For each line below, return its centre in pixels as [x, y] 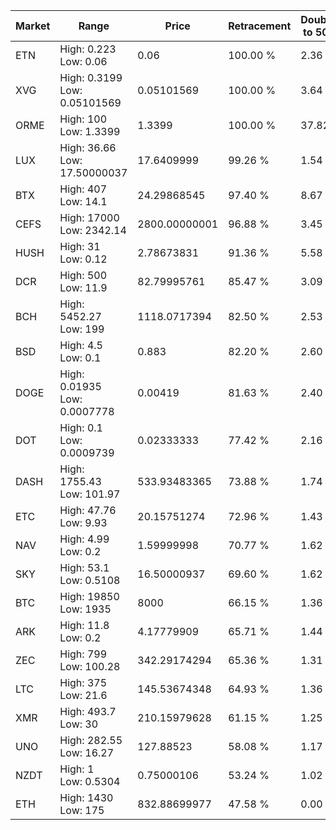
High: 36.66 [88, 147]
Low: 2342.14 [93, 230]
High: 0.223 [88, 49]
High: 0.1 [81, 427]
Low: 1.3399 [90, 131]
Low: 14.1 [83, 201]
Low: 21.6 [83, 695]
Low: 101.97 [90, 494]
